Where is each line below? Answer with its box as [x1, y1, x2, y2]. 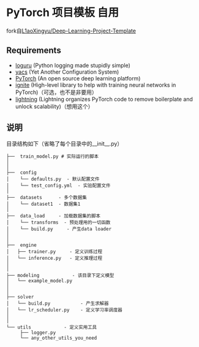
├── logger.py [20, 329, 56, 335]
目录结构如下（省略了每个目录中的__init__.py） [6, 139, 123, 147]
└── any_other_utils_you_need [20, 335, 97, 341]
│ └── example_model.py [6, 278, 72, 284]
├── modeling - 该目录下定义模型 [6, 272, 115, 278]
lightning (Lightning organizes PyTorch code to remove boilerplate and [15, 95, 193, 103]
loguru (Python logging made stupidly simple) [15, 61, 130, 69]
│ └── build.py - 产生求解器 [6, 300, 109, 306]
